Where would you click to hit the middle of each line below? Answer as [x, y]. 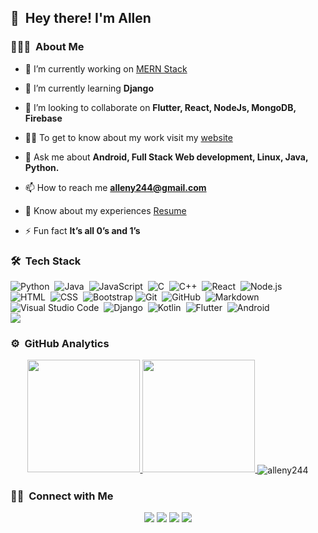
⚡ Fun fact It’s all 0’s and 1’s [82, 230]
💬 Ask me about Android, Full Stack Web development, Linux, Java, [166, 157]
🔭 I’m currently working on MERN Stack [106, 68]
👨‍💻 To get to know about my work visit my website [128, 137]
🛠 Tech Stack [46, 261]
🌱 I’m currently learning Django [89, 88]
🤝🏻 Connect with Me [62, 496]
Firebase [43, 118]
